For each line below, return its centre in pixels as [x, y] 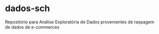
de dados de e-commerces [32, 27]
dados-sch [27, 8]
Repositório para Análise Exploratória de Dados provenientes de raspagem [80, 22]
